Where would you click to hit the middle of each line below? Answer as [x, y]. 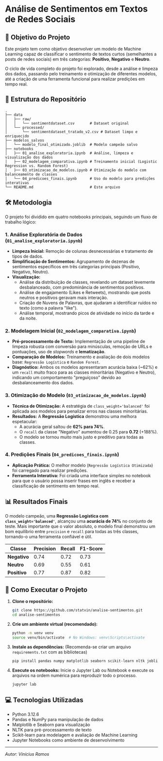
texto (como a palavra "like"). [49, 308]
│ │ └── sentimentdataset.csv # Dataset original [67, 123]
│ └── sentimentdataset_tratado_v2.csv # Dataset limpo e [71, 132]
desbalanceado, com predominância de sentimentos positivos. [82, 287]
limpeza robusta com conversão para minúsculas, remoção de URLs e [82, 346]
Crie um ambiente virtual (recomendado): [55, 624]
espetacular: [24, 421]
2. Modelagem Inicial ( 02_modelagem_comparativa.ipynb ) [71, 330]
